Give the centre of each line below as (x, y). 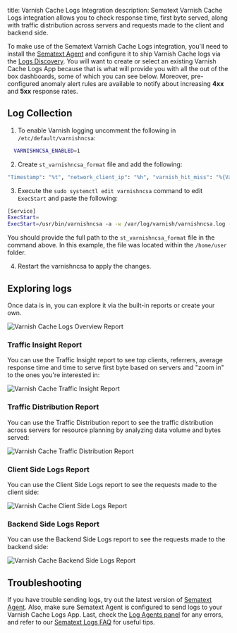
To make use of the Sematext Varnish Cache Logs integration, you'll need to (118, 46)
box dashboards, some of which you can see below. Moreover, (98, 76)
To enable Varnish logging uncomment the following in (97, 130)
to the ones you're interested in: (54, 375)
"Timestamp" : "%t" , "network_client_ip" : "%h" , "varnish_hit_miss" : (110, 177)
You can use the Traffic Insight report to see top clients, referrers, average (115, 360)
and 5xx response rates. (43, 91)
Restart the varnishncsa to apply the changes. (84, 266)
